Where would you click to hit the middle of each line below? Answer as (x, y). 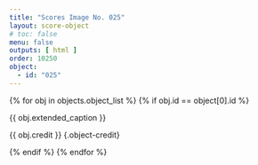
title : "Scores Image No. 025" (67, 17)
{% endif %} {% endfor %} (58, 152)
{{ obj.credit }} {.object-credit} (64, 135)
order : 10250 (33, 59)
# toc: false (33, 34)
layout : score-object (49, 26)
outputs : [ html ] (43, 51)
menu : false (31, 42)
